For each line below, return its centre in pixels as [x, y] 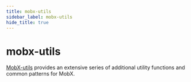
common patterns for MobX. [41, 74]
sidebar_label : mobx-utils [39, 17]
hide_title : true [27, 22]
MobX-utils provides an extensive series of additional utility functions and [96, 67]
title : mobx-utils [29, 11]
